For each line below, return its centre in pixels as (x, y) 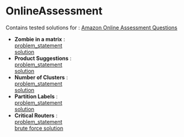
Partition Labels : (36, 96)
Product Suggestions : (43, 58)
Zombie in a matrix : (40, 39)
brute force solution (39, 128)
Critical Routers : (36, 115)
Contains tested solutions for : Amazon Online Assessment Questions (92, 28)
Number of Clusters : (41, 77)
